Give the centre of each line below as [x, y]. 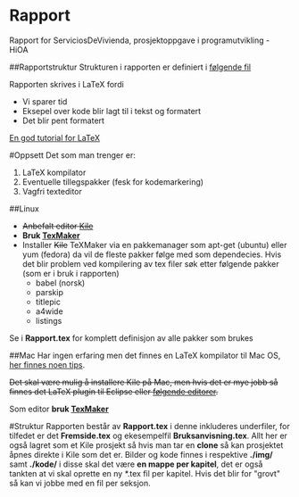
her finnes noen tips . [47, 364]
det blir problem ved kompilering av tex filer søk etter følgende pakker [150, 263]
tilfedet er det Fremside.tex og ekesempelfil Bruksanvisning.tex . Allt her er [149, 435]
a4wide [50, 311]
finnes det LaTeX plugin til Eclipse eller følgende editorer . [114, 391]
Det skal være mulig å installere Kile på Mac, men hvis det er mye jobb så [144, 382]
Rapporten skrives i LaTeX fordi [67, 84]
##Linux [25, 208]
